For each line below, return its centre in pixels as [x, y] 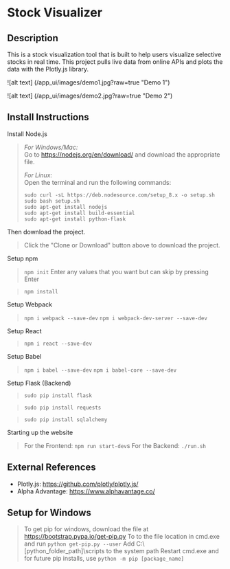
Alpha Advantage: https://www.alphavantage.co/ [86, 491]
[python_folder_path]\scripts [64, 551]
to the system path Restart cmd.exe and [162, 551]
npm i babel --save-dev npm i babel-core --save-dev [100, 370]
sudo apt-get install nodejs [66, 207]
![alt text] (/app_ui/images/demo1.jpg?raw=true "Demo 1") [89, 82]
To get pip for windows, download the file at [86, 529]
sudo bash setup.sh [52, 201]
